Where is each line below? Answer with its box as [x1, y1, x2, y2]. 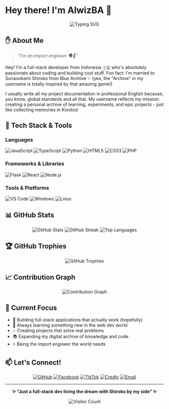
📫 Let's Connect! [5, 358, 61, 367]
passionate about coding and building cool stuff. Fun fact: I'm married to [5, 70, 155, 76]
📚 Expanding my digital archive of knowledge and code [12, 334, 129, 340]
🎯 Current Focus [5, 303, 57, 312]
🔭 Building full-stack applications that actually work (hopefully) [12, 317, 143, 323]
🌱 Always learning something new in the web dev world [12, 322, 128, 329]
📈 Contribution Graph [5, 273, 75, 282]
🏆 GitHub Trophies [5, 242, 67, 251]
